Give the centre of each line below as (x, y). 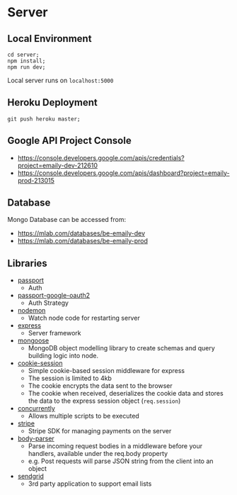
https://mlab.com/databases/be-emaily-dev (81, 233)
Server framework (54, 333)
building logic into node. (63, 356)
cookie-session (40, 363)
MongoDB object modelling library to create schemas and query (122, 348)
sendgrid (31, 477)
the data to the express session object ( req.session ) (104, 401)
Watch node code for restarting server (84, 318)
